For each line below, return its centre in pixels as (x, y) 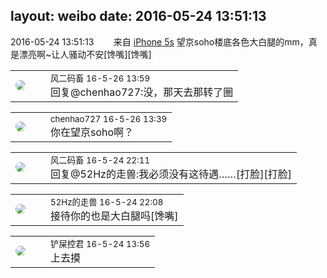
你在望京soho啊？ (92, 132)
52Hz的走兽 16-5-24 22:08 (107, 202)
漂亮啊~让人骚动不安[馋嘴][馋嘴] (85, 54)
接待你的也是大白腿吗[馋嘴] (114, 216)
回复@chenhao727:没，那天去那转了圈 (142, 92)
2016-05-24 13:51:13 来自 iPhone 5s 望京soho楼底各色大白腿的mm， (159, 41)
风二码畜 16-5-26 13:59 (100, 78)
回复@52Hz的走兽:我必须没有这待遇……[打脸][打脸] (171, 174)
